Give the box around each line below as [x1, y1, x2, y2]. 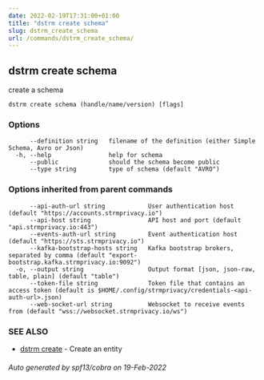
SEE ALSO [8, 325, 49, 337]
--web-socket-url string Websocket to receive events [29, 300, 246, 309]
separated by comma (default [8, 251, 106, 259]
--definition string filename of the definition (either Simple [29, 137, 256, 145]
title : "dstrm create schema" [8, 19, 110, 27]
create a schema [8, 85, 64, 95]
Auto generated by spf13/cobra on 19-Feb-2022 [8, 362, 166, 372]
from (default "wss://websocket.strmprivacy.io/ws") [8, 307, 188, 315]
